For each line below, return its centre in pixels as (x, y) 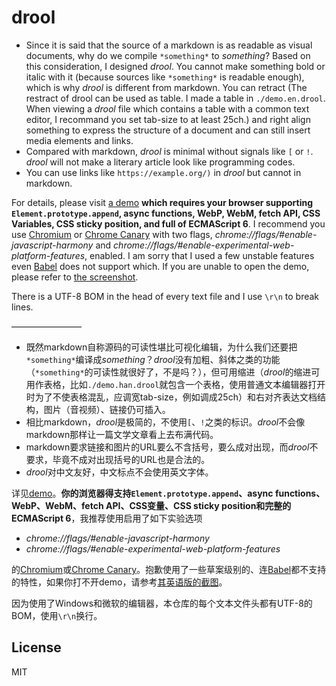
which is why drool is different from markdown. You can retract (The (166, 87)
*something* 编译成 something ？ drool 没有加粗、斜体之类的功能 (153, 359)
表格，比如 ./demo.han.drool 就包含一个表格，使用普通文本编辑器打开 (184, 384)
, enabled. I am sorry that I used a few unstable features (199, 255)
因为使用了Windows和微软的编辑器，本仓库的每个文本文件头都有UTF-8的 (162, 603)
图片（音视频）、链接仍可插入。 (107, 409)
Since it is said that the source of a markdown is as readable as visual (169, 45)
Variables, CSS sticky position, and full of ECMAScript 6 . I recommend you (168, 223)
